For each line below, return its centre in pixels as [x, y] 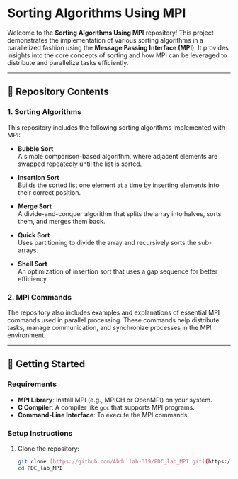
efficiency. [33, 278]
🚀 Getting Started [46, 364]
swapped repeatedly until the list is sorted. [80, 164]
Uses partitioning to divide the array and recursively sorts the [107, 242]
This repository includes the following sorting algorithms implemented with [117, 127]
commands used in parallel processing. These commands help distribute [113, 320]
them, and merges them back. [61, 221]
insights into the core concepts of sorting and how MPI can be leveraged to [117, 55]
